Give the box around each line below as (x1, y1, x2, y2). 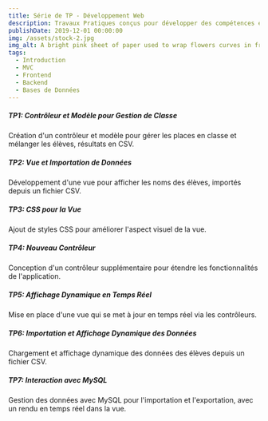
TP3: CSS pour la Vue (8, 205, 81, 214)
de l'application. (8, 272, 61, 281)
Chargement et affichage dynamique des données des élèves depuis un (8, 348, 245, 358)
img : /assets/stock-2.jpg (8, 34, 94, 42)
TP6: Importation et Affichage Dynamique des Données (8, 328, 197, 338)
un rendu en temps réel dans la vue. (8, 404, 127, 414)
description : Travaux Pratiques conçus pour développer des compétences (8, 19, 255, 27)
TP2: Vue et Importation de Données (8, 157, 132, 167)
